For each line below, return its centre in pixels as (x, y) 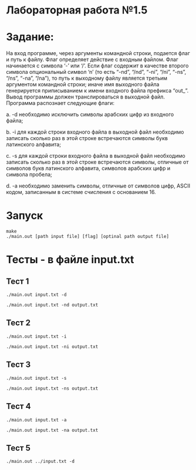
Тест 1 (18, 281)
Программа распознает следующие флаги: (60, 103)
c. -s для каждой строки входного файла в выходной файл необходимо (96, 156)
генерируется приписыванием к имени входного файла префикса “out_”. (97, 91)
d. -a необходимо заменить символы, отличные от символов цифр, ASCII (98, 186)
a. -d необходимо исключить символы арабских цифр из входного (90, 114)
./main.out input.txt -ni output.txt (52, 346)
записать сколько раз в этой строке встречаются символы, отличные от (97, 162)
